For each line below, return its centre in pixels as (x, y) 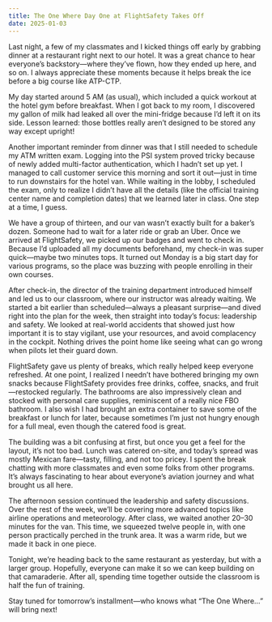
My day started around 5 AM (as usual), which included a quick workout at (133, 96)
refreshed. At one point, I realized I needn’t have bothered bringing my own (134, 374)
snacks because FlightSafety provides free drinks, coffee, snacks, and (126, 383)
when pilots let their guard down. (64, 350)
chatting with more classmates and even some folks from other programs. (132, 467)
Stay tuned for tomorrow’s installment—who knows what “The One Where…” (136, 601)
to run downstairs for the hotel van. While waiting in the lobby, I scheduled (132, 181)
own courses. (31, 274)
